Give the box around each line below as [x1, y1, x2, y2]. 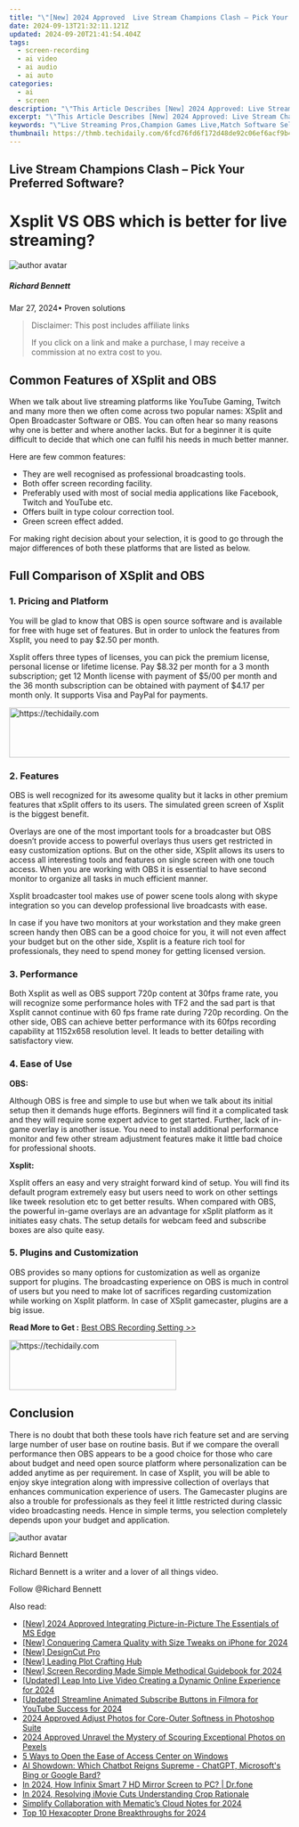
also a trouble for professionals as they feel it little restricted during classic [9, 1496, 283, 1506]
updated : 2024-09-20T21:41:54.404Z [9, 29, 141, 38]
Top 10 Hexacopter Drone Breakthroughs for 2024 [21, 1807, 206, 1818]
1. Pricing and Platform [9, 595, 109, 608]
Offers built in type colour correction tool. [21, 506, 174, 517]
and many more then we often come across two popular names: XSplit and [9, 405, 283, 416]
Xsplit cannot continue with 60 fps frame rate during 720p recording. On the [9, 1007, 289, 1018]
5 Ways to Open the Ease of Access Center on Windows [21, 1750, 229, 1761]
